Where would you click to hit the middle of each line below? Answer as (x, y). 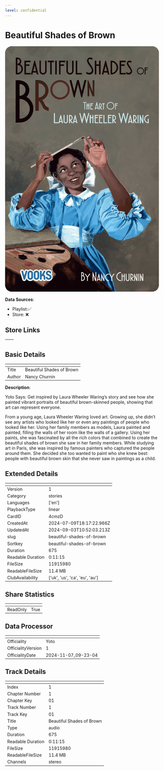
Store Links (23, 330)
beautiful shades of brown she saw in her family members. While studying (80, 443)
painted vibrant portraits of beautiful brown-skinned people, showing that (79, 402)
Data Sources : (20, 299)
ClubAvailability (22, 577)
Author (14, 376)
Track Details (26, 672)
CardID (14, 516)
